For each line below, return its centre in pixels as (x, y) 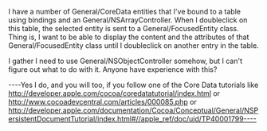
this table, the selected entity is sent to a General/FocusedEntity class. (124, 28)
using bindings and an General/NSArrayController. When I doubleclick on (128, 20)
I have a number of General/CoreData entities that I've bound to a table (125, 12)
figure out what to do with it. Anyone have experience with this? (113, 69)
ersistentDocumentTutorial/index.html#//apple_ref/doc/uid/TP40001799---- (132, 119)
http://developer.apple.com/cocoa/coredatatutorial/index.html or (114, 93)
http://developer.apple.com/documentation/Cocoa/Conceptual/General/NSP (133, 110)
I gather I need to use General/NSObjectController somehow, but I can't (126, 61)
